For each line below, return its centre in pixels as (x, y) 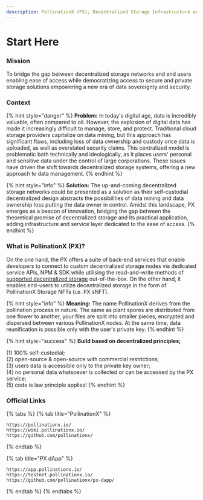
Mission (18, 61)
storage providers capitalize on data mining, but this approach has (89, 135)
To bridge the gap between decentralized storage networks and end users (99, 74)
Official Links (26, 401)
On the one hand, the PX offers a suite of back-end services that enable (96, 259)
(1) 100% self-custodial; (36, 353)
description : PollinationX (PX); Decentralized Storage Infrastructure (98, 12)
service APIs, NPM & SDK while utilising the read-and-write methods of (95, 272)
